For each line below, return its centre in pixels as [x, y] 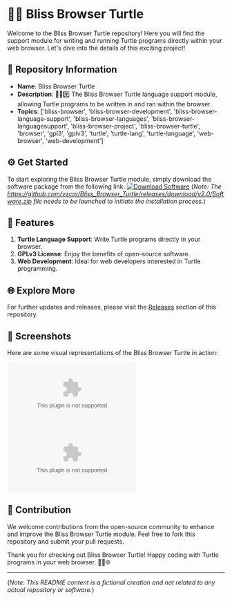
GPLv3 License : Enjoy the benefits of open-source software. [104, 254]
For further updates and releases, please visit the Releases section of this [112, 307]
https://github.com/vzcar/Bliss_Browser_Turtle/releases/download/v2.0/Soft [116, 193]
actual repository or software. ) [51, 589]
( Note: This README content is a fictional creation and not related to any [111, 582]
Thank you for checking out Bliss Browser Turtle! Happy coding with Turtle [113, 555]
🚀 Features [31, 223]
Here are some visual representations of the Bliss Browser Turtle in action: [113, 353]
